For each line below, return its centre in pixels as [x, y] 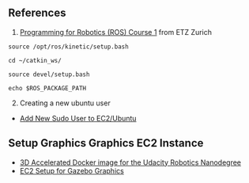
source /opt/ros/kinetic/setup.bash [68, 47]
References [37, 13]
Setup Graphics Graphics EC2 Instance [106, 143]
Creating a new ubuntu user [65, 103]
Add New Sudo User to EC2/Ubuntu [78, 118]
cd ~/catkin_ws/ [35, 60]
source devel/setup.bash [49, 74]
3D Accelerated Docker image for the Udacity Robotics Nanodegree [130, 162]
